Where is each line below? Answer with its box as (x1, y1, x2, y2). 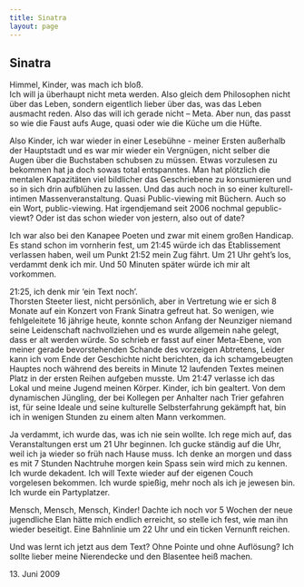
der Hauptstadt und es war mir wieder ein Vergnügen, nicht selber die (9, 145, 270, 156)
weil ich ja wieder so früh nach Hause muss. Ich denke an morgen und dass (9, 448, 292, 459)
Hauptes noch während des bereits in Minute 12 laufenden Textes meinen (9, 364, 284, 375)
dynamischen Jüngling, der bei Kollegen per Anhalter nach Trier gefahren (9, 392, 284, 404)
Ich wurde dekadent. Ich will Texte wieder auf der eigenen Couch (9, 468, 254, 479)
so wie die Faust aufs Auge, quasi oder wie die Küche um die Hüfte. (9, 118, 262, 129)
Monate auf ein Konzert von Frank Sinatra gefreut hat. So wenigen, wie (9, 306, 275, 317)
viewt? (9, 212, 34, 223)
